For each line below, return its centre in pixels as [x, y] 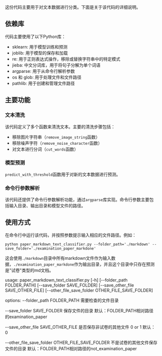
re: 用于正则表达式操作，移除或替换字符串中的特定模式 [66, 59]
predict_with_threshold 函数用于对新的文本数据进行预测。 [63, 174]
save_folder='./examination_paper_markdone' [51, 248]
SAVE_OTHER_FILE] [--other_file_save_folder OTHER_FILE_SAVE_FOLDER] [79, 290]
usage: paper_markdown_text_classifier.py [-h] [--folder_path [66, 280]
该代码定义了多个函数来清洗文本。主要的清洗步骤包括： [60, 127]
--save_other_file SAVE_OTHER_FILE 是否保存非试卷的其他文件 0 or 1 [73, 327]
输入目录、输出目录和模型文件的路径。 [47, 206]
